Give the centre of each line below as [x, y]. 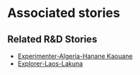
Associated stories [64, 13]
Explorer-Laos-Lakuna [50, 64]
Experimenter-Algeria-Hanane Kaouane [75, 56]
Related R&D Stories [52, 39]
